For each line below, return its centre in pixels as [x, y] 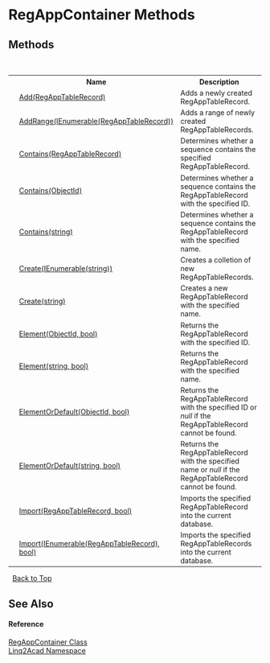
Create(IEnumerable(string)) [66, 268]
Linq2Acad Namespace [47, 650]
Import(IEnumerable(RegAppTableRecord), [90, 543]
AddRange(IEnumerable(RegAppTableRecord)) [96, 121]
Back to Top [32, 579]
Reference [26, 624]
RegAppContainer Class [48, 642]
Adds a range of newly [218, 113]
